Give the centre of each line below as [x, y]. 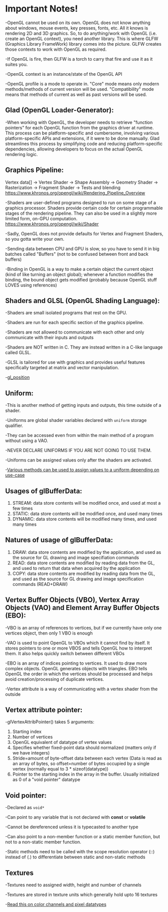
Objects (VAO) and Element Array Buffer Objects [82, 608]
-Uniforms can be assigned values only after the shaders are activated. [78, 460]
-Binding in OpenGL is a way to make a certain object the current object [79, 269]
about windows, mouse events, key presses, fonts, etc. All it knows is [77, 28]
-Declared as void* [25, 808]
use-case [15, 475]
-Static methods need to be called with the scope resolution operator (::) [80, 852]
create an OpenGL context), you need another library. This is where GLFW [82, 39]
